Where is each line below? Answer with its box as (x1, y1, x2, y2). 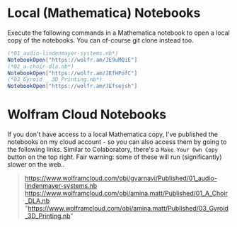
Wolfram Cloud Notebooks (7, 106, 167, 123)
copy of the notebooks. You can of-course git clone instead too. (7, 35, 195, 44)
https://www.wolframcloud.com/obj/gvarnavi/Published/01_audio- (24, 174, 217, 182)
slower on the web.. (7, 160, 65, 169)
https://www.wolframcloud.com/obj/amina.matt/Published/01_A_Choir (24, 189, 229, 198)
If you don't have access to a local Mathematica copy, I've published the (7, 130, 218, 139)
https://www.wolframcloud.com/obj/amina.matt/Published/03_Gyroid (28, 204, 229, 213)
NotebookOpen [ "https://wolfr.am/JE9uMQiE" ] (7, 56, 138, 63)
